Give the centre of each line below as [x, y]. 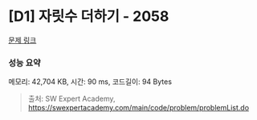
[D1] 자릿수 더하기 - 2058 [89, 16]
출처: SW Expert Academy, [71, 99]
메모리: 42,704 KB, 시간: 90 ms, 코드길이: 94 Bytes [90, 82]
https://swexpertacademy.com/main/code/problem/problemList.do [139, 108]
